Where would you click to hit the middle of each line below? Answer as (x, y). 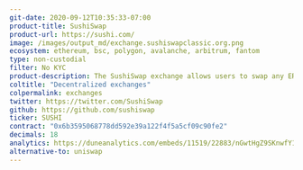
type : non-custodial (48, 59)
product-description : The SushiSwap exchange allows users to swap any (147, 76)
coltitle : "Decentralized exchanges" (80, 85)
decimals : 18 (34, 135)
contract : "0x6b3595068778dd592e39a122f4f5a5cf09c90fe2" (119, 127)
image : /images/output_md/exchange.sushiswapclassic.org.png (127, 43)
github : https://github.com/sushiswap (82, 110)
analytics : (30, 143)
